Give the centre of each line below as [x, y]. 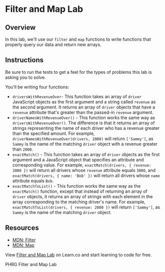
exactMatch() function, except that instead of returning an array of [80, 191]
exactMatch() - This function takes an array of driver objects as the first [86, 154]
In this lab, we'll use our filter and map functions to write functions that [78, 39]
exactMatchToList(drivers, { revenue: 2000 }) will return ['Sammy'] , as [86, 207]
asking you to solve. [26, 77]
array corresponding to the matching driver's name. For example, [79, 202]
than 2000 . [23, 149]
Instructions [24, 60]
